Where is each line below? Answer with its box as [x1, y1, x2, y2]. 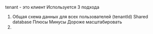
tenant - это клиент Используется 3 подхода [5, 4, 99, 10]
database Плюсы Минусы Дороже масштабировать [12, 19, 123, 25]
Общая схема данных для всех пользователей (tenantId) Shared [12, 14, 148, 19]
